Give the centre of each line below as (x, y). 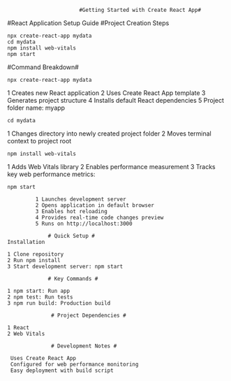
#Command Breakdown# (43, 67)
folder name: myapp (36, 108)
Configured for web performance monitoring (74, 364)
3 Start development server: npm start (65, 266)
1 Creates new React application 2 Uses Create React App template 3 (106, 93)
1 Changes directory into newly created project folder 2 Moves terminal (109, 134)
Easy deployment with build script (62, 371)
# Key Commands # (73, 279)
